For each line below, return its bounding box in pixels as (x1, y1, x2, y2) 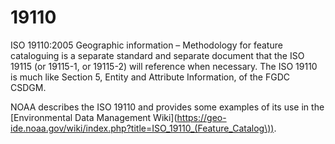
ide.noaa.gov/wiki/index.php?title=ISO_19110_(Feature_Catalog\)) (10, 122, 275, 134)
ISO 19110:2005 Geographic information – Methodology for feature (10, 39, 283, 51)
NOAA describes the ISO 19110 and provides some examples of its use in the (10, 101, 325, 113)
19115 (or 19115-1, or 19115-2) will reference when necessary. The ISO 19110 (10, 60, 318, 72)
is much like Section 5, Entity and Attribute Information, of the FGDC (10, 71, 290, 83)
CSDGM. (10, 81, 47, 93)
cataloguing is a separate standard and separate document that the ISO (10, 49, 305, 61)
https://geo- (176, 111, 227, 123)
